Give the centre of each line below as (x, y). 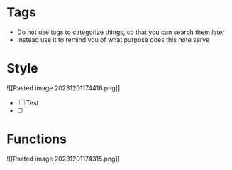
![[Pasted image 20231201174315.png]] (63, 159)
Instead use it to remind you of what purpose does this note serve (113, 39)
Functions (37, 139)
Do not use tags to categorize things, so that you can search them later (121, 32)
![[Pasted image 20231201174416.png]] (63, 88)
